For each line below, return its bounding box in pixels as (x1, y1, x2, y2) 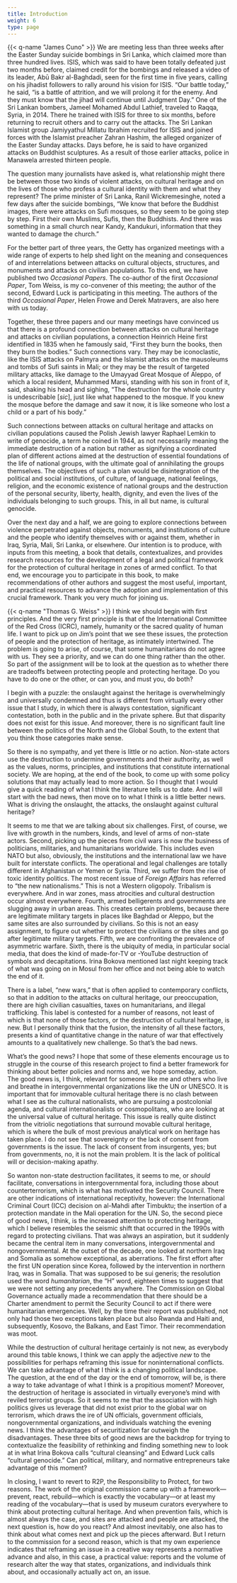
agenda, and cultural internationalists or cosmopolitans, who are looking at (7, 1105, 225, 1113)
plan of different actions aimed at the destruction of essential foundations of (7, 451, 229, 461)
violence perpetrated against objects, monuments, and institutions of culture (7, 526, 231, 534)
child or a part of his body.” (7, 408, 87, 417)
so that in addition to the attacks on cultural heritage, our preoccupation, (7, 993, 219, 1002)
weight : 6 (7, 17, 37, 24)
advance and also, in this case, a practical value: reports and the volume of (7, 1553, 226, 1561)
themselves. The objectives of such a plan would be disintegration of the (7, 467, 219, 475)
